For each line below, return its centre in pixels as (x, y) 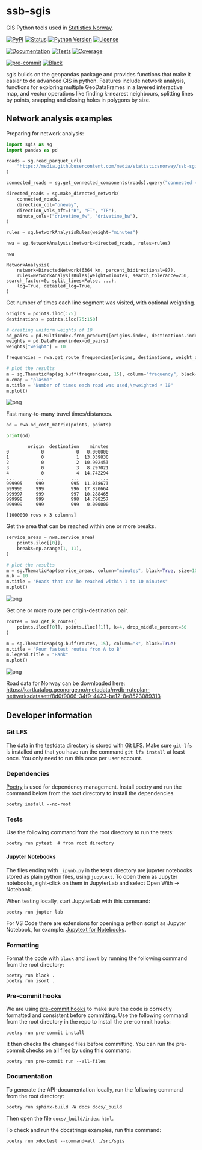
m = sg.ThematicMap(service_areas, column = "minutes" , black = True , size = (99, 570)
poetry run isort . (31, 981)
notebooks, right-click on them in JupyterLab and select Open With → (93, 883)
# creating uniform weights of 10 (50, 330)
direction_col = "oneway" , (48, 205)
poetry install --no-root (38, 804)
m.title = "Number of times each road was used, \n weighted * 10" (90, 385)
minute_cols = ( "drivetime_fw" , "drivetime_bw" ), (78, 216)
